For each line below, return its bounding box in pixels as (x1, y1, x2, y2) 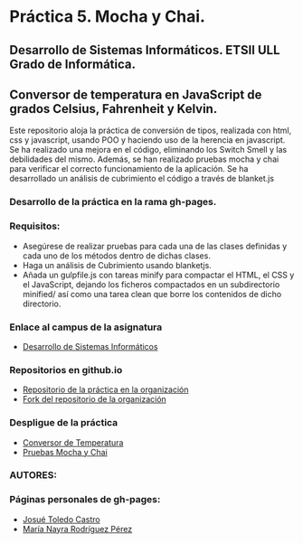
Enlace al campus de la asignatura (9, 321, 163, 333)
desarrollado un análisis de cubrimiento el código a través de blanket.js (9, 173, 274, 184)
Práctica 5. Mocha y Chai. (9, 6, 206, 27)
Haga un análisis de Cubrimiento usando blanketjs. (22, 259, 213, 270)
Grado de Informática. (9, 56, 136, 71)
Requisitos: (9, 220, 61, 232)
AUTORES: (9, 469, 57, 482)
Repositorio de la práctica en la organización (22, 384, 189, 395)
